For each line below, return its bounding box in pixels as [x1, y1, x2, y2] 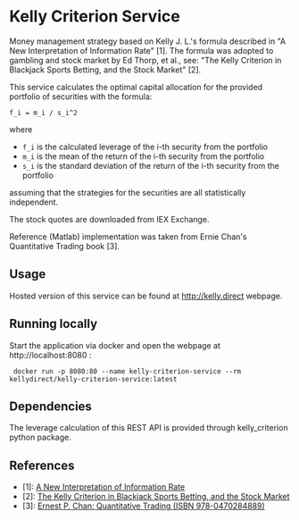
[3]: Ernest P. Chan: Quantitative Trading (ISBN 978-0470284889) [21, 500, 265, 511]
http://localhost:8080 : [9, 349, 92, 360]
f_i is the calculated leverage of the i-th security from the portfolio [21, 141, 268, 152]
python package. [9, 432, 71, 443]
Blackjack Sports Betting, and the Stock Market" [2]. [9, 64, 202, 75]
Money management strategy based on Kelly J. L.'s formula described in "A [9, 36, 287, 46]
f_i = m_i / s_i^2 [9, 108, 78, 117]
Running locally [9, 316, 98, 331]
